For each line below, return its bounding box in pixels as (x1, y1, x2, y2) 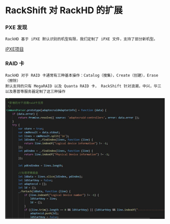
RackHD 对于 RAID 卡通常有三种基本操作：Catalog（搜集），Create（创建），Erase (5, 73, 158, 78)
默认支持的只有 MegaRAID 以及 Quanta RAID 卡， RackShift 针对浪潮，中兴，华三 (5, 83, 162, 88)
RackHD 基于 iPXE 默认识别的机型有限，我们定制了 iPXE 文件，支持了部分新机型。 (5, 36, 158, 42)
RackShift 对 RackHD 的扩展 (5, 5, 123, 16)
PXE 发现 (5, 24, 28, 31)
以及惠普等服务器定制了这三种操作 (5, 89, 66, 94)
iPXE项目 (5, 46, 24, 52)
